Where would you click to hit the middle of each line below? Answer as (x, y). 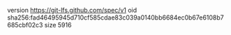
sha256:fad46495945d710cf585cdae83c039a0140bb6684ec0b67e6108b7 (116, 17)
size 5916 (58, 25)
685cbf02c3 (25, 25)
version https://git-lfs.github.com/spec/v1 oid (72, 10)
